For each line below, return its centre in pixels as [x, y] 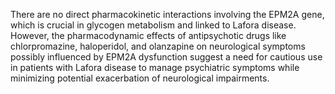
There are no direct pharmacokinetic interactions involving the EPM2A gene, [167, 14]
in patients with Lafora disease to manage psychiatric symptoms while [155, 67]
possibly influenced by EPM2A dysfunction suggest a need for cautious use [166, 57]
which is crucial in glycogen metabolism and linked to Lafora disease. [153, 25]
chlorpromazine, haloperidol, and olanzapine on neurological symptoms [158, 46]
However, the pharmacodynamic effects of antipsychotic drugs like [148, 35]
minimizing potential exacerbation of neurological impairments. [140, 78]
